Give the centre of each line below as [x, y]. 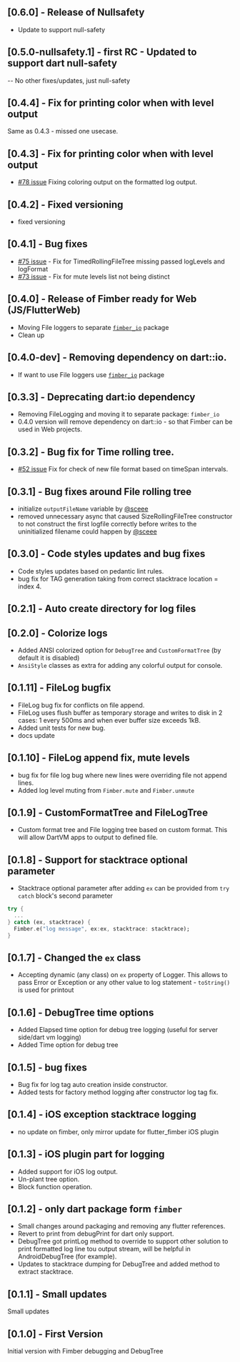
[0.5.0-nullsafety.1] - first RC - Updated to [102, 52]
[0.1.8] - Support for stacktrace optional [97, 860]
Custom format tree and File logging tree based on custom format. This [122, 830]
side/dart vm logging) [50, 1037]
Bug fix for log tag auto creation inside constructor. [92, 1085]
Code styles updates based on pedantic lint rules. [91, 571]
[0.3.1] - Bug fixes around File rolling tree [100, 492]
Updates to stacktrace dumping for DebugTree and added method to [119, 1264]
